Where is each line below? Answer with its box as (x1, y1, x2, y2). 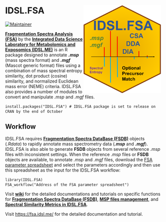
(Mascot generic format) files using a (5, 62, 81, 68)
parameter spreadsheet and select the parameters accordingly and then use (5, 162, 161, 168)
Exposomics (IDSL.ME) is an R (5, 46, 68, 52)
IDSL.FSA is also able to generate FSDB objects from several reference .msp (5, 146, 161, 152)
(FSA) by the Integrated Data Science (5, 36, 83, 42)
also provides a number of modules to (5, 89, 83, 94)
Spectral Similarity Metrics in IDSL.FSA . (5, 201, 88, 207)
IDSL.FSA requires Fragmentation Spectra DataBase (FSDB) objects (5, 135, 145, 141)
